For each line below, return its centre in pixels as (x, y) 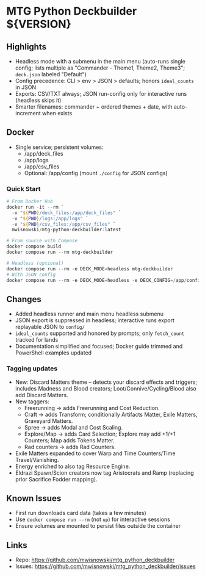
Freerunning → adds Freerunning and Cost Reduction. (92, 408)
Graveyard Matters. (49, 421)
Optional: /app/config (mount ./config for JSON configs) (96, 173)
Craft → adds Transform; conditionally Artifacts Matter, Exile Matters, (111, 414)
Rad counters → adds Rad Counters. (70, 447)
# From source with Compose (42, 241)
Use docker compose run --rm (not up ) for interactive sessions (93, 519)
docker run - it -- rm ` (35, 207)
